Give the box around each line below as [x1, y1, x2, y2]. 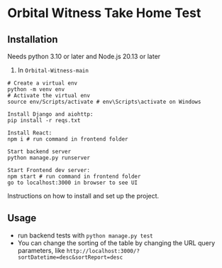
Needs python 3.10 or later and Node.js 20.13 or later [7, 52, 161, 60]
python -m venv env [7, 86, 65, 93]
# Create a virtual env [7, 80, 78, 87]
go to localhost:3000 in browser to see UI [7, 179, 138, 186]
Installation [7, 33, 58, 45]
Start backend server [7, 148, 72, 155]
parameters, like [17, 246, 65, 254]
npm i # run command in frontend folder [7, 136, 129, 143]
